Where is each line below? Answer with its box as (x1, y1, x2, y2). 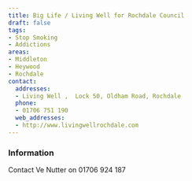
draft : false (8, 19, 51, 27)
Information (8, 147, 54, 158)
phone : (15, 99, 37, 107)
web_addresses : (15, 114, 65, 122)
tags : (8, 26, 26, 34)
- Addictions (8, 41, 51, 49)
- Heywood (8, 63, 41, 71)
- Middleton (8, 56, 47, 64)
